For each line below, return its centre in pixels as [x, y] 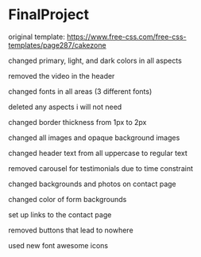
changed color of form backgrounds [68, 199]
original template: [37, 37]
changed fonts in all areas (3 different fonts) [80, 91]
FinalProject [49, 15]
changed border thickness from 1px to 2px [77, 122]
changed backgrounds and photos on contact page [92, 184]
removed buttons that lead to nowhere [71, 230]
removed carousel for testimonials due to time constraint [100, 168]
